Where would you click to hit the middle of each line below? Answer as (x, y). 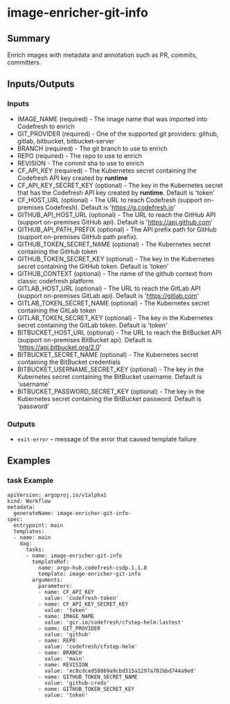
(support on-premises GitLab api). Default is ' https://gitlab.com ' (108, 295)
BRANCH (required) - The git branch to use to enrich (92, 148)
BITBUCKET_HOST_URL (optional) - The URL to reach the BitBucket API (119, 332)
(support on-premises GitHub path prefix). (78, 236)
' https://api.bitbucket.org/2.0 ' (59, 347)
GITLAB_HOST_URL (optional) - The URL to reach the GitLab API (109, 288)
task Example (30, 481)
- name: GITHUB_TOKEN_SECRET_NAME (88, 677)
